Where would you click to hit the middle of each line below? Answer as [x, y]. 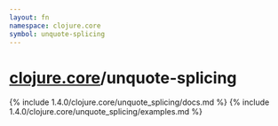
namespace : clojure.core [55, 26]
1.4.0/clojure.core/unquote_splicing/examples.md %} [106, 112]
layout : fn [29, 17]
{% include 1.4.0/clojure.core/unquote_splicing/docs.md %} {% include [139, 102]
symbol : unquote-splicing [57, 34]
